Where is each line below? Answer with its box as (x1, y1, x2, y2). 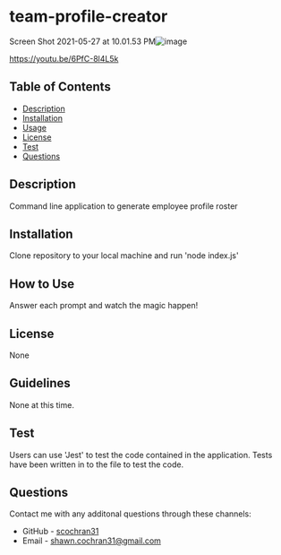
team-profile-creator (9, 6, 168, 27)
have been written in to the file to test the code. (9, 459, 184, 470)
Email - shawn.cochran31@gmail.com (21, 535, 161, 546)
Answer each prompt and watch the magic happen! (9, 300, 199, 311)
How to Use (9, 276, 75, 291)
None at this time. (9, 399, 74, 410)
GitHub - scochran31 (21, 526, 99, 537)
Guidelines (9, 376, 71, 391)
